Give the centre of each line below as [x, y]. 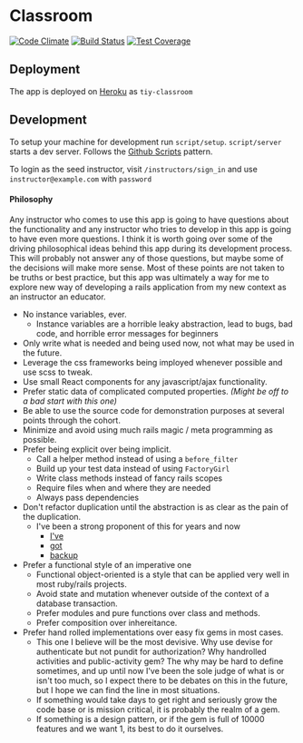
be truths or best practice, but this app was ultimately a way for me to [139, 277]
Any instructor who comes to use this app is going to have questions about [149, 220]
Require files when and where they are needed [123, 487]
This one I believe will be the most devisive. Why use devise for [155, 641]
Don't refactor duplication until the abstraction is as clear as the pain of [155, 507]
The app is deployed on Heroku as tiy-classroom [101, 91]
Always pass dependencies [87, 497]
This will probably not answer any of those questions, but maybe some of [147, 258]
